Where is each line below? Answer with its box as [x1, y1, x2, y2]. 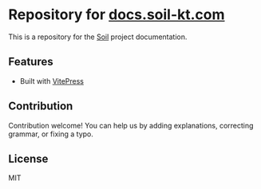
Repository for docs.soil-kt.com [8, 6, 225, 24]
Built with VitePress [19, 76, 84, 85]
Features [8, 55, 53, 69]
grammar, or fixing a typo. [8, 129, 93, 139]
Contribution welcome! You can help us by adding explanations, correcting [8, 120, 254, 130]
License [8, 152, 49, 165]
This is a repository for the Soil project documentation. [8, 32, 188, 41]
